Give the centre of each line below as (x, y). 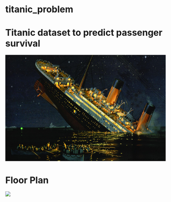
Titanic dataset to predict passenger (84, 33)
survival (23, 44)
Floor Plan (27, 180)
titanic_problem (39, 9)
